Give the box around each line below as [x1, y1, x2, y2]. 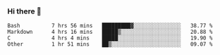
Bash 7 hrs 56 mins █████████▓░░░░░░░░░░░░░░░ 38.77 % [7, 23, 213, 30]
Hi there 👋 [7, 6, 42, 16]
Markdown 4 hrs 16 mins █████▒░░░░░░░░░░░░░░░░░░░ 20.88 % [7, 28, 213, 36]
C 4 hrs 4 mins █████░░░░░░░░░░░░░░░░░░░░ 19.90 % [7, 35, 213, 42]
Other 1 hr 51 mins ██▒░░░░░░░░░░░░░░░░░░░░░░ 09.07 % [7, 41, 213, 48]
